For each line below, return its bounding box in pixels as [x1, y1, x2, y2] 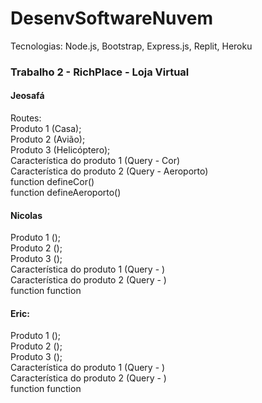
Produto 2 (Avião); [10, 133, 86, 146]
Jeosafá [10, 90, 45, 102]
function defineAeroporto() [10, 187, 122, 199]
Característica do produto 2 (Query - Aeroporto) [10, 165, 209, 177]
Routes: [10, 112, 42, 124]
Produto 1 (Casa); [10, 123, 82, 135]
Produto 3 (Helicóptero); [10, 144, 111, 156]
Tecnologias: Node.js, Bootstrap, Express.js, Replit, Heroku [10, 40, 253, 52]
